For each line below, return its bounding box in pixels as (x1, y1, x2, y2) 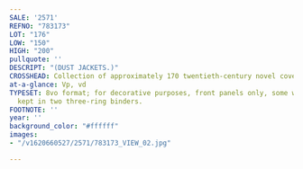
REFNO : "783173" (9, 22, 70, 31)
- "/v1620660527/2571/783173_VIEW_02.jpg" (9, 138, 171, 147)
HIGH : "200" (9, 47, 54, 56)
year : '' (9, 113, 42, 122)
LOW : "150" (9, 38, 50, 48)
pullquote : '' (9, 55, 63, 64)
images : (9, 130, 39, 139)
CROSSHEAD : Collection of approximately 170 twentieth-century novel (9, 72, 277, 81)
